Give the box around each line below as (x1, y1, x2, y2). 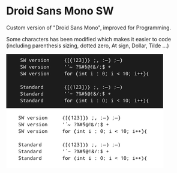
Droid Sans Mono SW (6, 4, 114, 18)
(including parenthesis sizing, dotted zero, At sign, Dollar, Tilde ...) (6, 42, 169, 49)
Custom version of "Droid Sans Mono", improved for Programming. (6, 24, 172, 31)
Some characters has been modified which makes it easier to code (6, 35, 172, 43)
